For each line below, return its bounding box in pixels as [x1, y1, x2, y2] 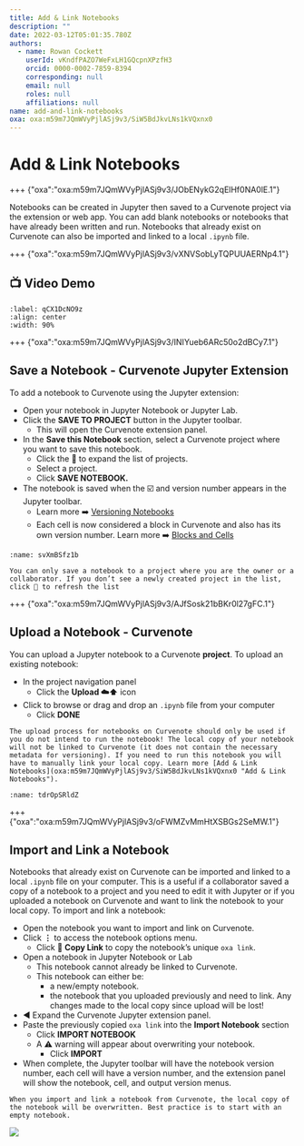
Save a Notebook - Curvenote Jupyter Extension [9, 363, 289, 379]
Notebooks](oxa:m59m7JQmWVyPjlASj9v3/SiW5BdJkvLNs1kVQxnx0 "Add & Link [9, 766, 286, 776]
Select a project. [35, 462, 98, 473]
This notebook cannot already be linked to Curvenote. [35, 961, 238, 972]
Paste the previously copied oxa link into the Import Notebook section [22, 1019, 289, 1030]
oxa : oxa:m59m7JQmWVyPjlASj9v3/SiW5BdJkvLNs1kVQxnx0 [9, 115, 213, 124]
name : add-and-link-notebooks [9, 106, 124, 116]
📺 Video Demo [9, 276, 95, 291]
